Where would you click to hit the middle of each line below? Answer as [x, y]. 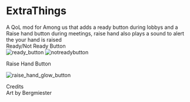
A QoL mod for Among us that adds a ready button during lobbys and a [92, 27]
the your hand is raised [34, 40]
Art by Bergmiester [29, 93]
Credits [15, 86]
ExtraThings [36, 11]
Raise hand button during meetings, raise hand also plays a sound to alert [95, 33]
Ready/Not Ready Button [36, 46]
